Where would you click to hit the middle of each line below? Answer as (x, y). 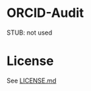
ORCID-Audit (45, 13)
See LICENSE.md (32, 80)
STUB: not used (30, 32)
